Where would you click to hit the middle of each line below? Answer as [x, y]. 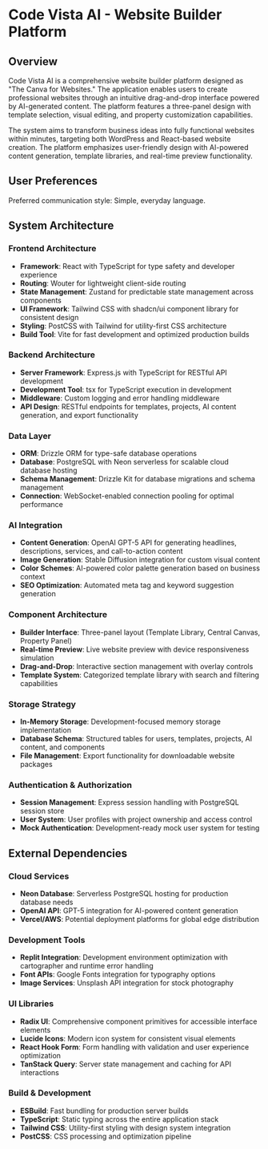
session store [42, 811]
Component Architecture [58, 615]
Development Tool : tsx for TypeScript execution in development [126, 389]
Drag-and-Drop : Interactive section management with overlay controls [136, 666]
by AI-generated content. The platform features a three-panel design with [130, 106]
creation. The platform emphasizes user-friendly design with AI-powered [128, 147]
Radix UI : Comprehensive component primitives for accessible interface [138, 1021]
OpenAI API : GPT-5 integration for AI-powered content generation [129, 910]
